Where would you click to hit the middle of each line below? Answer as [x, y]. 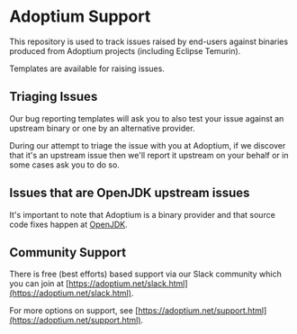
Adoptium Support [80, 17]
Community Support [68, 253]
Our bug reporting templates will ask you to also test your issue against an [147, 118]
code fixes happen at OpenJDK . [68, 224]
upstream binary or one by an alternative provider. [102, 128]
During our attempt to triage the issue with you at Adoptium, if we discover [148, 145]
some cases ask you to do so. [64, 165]
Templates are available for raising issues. [87, 68]
